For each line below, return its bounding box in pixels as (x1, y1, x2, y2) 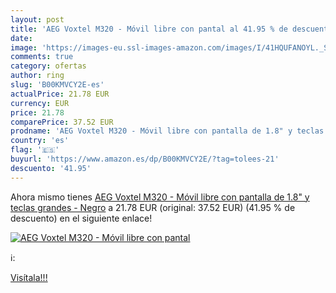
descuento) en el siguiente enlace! (10, 212, 153, 224)
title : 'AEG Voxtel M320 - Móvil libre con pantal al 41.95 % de (10, 24, 288, 34)
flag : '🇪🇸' (10, 145, 60, 155)
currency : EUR (10, 98, 70, 108)
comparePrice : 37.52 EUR (10, 117, 114, 127)
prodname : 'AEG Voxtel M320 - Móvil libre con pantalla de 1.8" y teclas (10, 126, 325, 136)
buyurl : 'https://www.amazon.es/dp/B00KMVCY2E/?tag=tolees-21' (10, 154, 280, 164)
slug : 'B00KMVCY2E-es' (10, 80, 105, 90)
